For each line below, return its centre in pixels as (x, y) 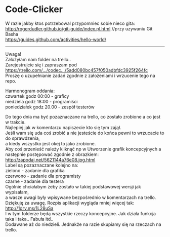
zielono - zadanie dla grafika (35, 170)
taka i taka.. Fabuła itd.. (29, 219)
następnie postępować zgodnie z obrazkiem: (52, 154)
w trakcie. (16, 122)
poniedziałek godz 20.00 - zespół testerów (50, 107)
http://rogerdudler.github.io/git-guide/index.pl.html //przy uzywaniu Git (79, 28)
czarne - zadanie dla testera (35, 181)
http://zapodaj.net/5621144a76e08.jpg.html (50, 160)
